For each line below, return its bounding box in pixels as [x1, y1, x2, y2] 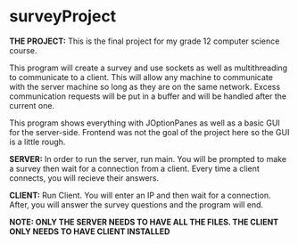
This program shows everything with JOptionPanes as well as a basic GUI [9, 118, 281, 128]
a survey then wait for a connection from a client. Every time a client [9, 163, 261, 174]
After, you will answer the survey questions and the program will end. [9, 199, 264, 210]
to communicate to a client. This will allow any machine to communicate [9, 71, 274, 82]
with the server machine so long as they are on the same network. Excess [9, 81, 281, 92]
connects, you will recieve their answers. [9, 172, 160, 183]
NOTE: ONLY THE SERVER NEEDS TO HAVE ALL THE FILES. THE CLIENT [9, 216, 279, 227]
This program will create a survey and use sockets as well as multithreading [9, 62, 288, 73]
